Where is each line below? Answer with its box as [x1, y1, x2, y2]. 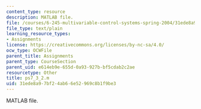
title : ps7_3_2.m [6, 75, 50, 81]
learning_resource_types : [6, 31, 71, 37]
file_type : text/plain [6, 25, 63, 32]
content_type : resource [6, 8, 66, 15]
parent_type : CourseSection [6, 58, 77, 64]
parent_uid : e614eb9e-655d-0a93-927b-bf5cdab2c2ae [6, 64, 135, 70]
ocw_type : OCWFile [6, 48, 52, 54]
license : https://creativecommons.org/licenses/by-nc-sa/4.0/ [6, 42, 165, 48]
